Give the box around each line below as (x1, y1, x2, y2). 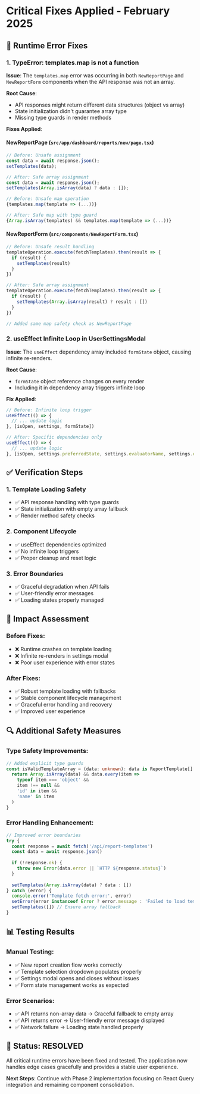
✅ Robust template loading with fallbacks (14, 687, 116, 695)
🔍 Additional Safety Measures (6, 726, 121, 736)
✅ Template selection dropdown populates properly (14, 968, 142, 975)
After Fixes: (6, 674, 40, 682)
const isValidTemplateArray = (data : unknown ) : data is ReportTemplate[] (6, 766, 193, 772)
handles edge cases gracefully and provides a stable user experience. (6, 1063, 179, 1070)
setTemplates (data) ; (6, 163, 58, 169)
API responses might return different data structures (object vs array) (14, 101, 185, 108)
